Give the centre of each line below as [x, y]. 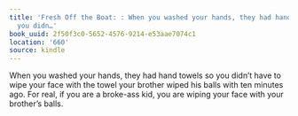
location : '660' [39, 42]
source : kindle [37, 50]
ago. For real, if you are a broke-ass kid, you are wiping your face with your [146, 95]
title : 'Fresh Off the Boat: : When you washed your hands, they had [141, 17]
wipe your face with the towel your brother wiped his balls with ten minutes [146, 85]
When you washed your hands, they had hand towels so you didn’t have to [145, 75]
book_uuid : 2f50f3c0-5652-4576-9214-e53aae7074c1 [103, 34]
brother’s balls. [36, 104]
